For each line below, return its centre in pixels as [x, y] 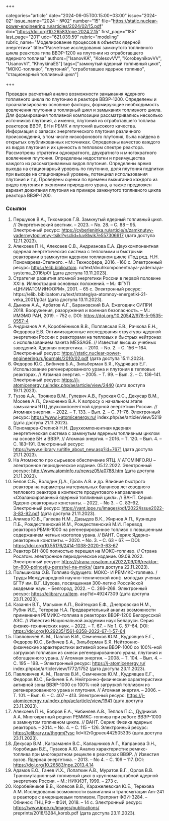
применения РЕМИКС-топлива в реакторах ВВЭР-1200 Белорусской [87, 615]
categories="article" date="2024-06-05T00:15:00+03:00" [66, 15]
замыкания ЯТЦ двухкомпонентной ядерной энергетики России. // [85, 407]
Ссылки [16, 208]
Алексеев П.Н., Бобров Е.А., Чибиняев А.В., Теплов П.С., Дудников [85, 712]
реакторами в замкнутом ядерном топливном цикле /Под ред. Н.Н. [86, 257]
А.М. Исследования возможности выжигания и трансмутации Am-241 [88, 792]
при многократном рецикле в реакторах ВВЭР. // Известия [95, 754]
